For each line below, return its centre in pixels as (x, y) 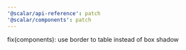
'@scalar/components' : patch (49, 20)
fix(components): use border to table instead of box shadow (93, 39)
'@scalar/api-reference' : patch (54, 13)
